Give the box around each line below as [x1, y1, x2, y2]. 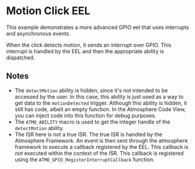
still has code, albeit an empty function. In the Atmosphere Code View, [14, 105, 186, 113]
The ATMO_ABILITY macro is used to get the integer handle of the [14, 118, 170, 125]
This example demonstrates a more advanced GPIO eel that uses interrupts [6, 24, 189, 31]
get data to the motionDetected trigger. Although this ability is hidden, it [14, 99, 187, 106]
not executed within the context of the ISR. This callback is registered [14, 149, 184, 157]
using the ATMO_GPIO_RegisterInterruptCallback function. [14, 155, 155, 163]
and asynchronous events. [6, 30, 71, 37]
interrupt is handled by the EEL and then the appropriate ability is [6, 47, 164, 54]
